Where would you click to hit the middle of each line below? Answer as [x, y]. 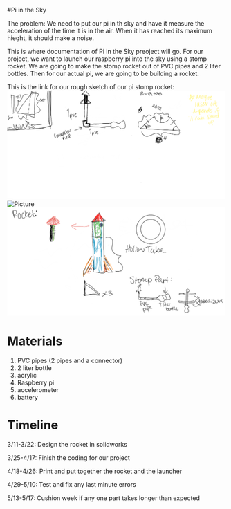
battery [27, 397]
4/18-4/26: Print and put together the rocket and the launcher [95, 471]
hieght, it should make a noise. [51, 38]
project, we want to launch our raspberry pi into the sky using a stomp [107, 59]
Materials [35, 341]
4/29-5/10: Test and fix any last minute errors [72, 484]
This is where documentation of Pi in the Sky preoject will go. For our [105, 52]
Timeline [33, 425]
